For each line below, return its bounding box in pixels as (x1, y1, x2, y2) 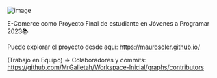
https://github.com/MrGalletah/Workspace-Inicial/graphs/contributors (7, 63, 204, 71)
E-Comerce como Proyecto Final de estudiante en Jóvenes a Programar (7, 20, 210, 27)
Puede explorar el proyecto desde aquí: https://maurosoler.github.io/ (7, 43, 201, 51)
